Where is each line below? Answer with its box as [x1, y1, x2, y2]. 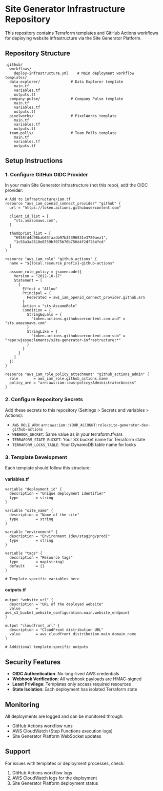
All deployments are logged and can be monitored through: [5, 713, 124, 719]
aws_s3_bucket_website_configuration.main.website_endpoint [5, 610, 130, 615]
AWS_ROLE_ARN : [12, 422, 40, 427]
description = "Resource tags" [9, 555, 73, 560]
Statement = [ [14, 278, 42, 283]
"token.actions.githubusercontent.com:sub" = [31, 333, 125, 339]
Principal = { [22, 291, 51, 296]
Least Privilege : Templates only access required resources [12, 681, 131, 687]
